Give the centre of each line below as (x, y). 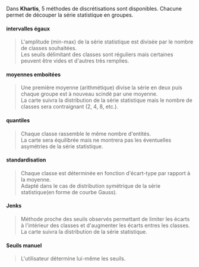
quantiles (18, 120)
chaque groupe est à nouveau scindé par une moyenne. (89, 94)
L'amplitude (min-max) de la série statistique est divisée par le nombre (107, 42)
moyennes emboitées (34, 74)
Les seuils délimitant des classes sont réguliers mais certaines (97, 55)
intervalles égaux (28, 29)
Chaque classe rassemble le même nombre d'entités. (86, 133)
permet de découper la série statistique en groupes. (70, 15)
